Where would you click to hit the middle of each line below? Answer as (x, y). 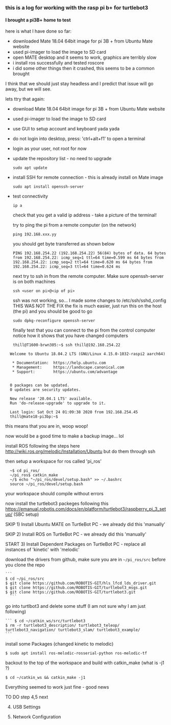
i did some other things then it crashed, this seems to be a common (83, 69)
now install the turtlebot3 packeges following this (57, 503)
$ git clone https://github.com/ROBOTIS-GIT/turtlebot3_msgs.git (76, 588)
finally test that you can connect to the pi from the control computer (84, 330)
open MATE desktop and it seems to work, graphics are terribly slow (84, 57)
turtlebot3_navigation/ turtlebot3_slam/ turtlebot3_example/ (73, 630)
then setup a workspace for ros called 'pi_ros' (54, 462)
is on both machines (34, 282)
